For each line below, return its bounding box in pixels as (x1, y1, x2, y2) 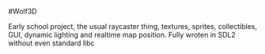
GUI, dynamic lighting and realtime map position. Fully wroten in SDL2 (8, 31, 236, 39)
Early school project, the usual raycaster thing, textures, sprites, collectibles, (8, 22, 258, 31)
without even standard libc (8, 38, 95, 48)
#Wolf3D (8, 7, 37, 16)
